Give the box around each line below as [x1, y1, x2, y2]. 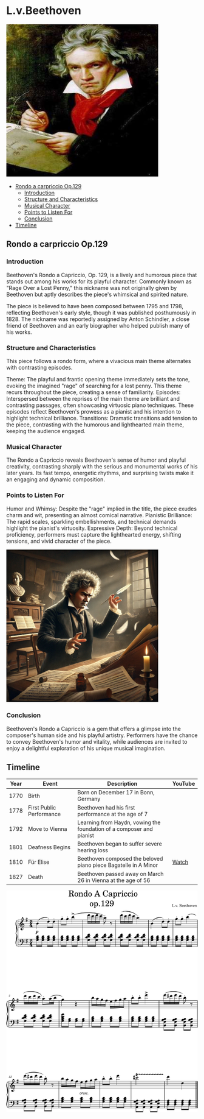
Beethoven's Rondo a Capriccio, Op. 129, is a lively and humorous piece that [6, 271, 197, 278]
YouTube [172, 780, 195, 788]
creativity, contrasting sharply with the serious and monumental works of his [6, 463, 198, 470]
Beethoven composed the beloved [77, 855, 163, 863]
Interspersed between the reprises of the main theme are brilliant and [6, 395, 180, 402]
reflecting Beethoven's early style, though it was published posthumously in [6, 309, 196, 316]
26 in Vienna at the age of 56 [77, 877, 151, 884]
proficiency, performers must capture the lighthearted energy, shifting [6, 531, 182, 538]
